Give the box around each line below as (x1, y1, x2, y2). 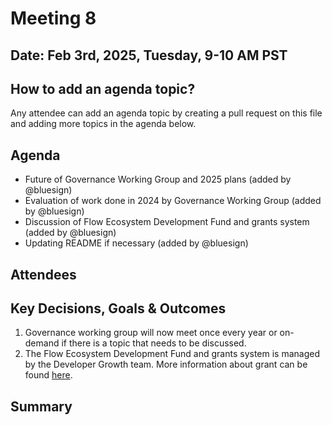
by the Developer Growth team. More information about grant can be (24, 358, 308, 371)
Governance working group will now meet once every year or (24, 327, 278, 339)
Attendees (10, 266, 77, 283)
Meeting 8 (10, 7, 97, 30)
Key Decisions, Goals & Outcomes (10, 300, 227, 317)
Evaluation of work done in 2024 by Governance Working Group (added (24, 195, 322, 207)
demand (24, 337, 60, 349)
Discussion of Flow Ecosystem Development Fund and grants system (24, 216, 310, 228)
